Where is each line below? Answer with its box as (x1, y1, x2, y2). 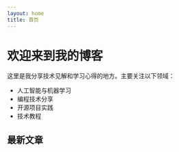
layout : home (7, 10, 44, 17)
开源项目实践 (16, 103, 53, 112)
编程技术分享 (16, 95, 53, 103)
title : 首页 (7, 16, 39, 23)
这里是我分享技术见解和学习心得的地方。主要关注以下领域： (7, 72, 175, 80)
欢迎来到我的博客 (7, 48, 104, 64)
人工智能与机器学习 (16, 86, 72, 94)
